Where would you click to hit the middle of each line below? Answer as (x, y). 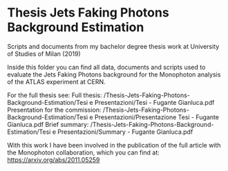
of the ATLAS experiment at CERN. (56, 81)
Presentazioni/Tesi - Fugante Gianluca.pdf (154, 102)
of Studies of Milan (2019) (44, 54)
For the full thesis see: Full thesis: (55, 95)
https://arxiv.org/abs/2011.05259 (54, 159)
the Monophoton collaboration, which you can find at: (84, 152)
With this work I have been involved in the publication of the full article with (114, 145)
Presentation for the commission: (54, 110)
